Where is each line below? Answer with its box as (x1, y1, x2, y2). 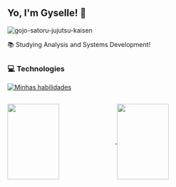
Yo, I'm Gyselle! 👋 (7, 7, 87, 19)
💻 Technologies (7, 64, 66, 74)
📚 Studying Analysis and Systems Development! (7, 40, 151, 48)
